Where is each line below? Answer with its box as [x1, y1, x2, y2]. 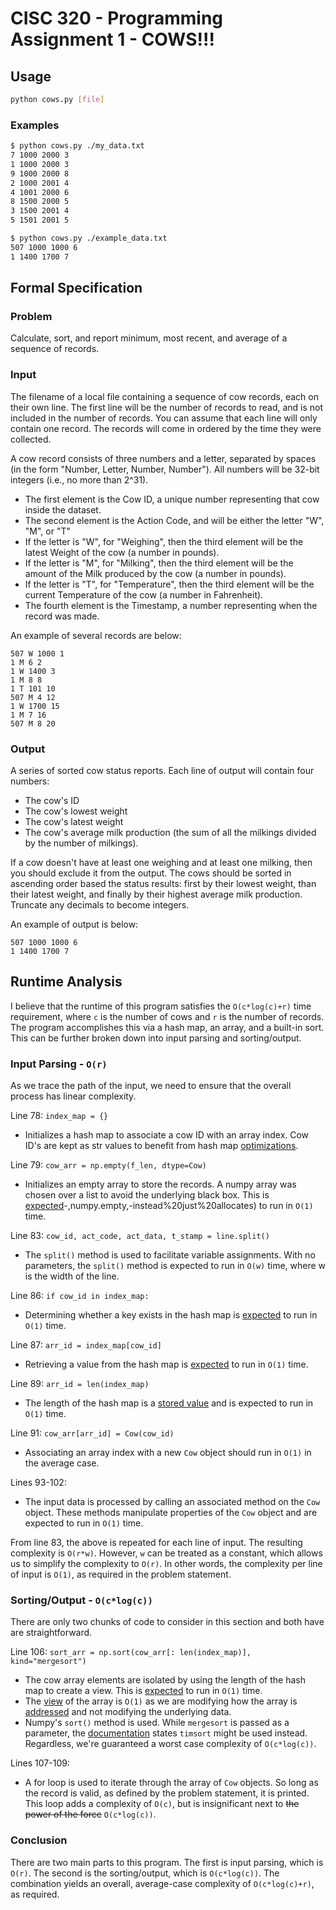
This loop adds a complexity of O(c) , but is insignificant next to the [24, 1798, 300, 1810]
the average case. [24, 1457, 100, 1469]
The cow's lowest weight [24, 805, 128, 817]
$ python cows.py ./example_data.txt [10, 233, 168, 244]
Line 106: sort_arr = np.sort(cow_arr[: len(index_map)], [10, 1646, 252, 1658]
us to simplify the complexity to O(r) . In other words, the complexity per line [10, 1558, 323, 1570]
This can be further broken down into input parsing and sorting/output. [10, 1032, 302, 1044]
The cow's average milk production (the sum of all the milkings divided [24, 826, 317, 838]
